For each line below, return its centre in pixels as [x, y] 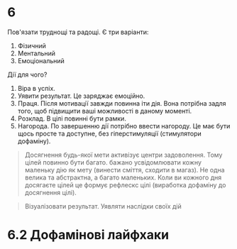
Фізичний [32, 45]
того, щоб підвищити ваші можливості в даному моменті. [105, 111]
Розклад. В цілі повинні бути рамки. [72, 118]
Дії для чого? [27, 74]
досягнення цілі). [50, 192]
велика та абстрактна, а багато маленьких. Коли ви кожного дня [123, 177]
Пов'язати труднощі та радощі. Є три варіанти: [78, 32]
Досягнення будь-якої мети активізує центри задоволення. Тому [123, 155]
